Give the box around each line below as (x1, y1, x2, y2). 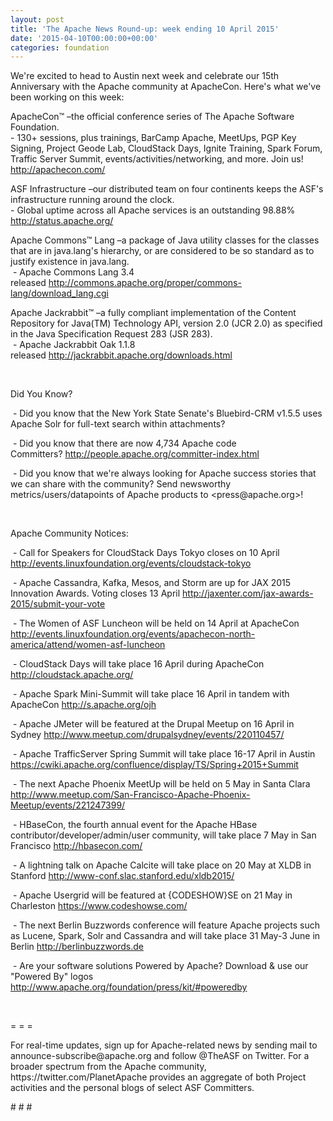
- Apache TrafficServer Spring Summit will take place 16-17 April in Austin (12, 748, 316, 760)
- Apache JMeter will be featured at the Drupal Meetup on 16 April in (12, 718, 295, 730)
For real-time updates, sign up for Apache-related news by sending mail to (10, 1039, 318, 1051)
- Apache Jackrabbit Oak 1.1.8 (12, 339, 136, 351)
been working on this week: (10, 91, 125, 103)
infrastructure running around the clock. (10, 194, 175, 206)
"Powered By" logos (10, 971, 94, 983)
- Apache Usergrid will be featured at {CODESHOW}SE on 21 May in (12, 889, 293, 901)
